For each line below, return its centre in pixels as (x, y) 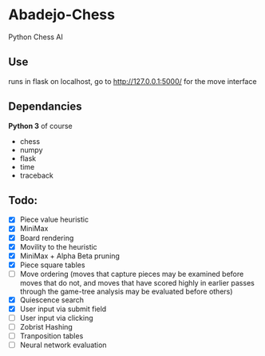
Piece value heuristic (54, 220)
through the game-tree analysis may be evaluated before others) (126, 291)
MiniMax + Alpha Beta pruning (69, 256)
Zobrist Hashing (46, 327)
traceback (36, 175)
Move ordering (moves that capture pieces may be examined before (132, 274)
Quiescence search (52, 300)
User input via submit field (63, 309)
